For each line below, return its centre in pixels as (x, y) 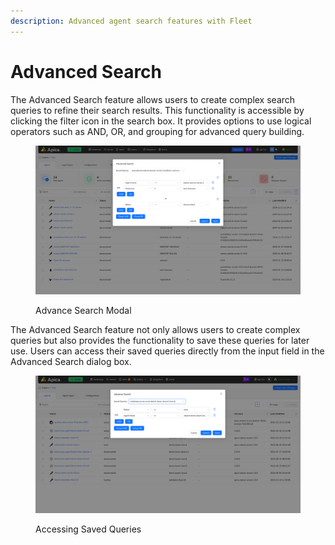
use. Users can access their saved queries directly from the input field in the (167, 351)
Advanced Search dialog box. (71, 362)
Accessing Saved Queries (88, 529)
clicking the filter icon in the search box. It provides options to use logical (161, 121)
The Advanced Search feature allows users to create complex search (153, 99)
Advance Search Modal (83, 311)
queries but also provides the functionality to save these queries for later (160, 341)
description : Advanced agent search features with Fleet (131, 21)
